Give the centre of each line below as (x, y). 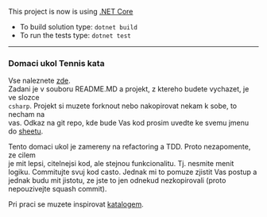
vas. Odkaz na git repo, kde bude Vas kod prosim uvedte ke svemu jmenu (128, 123)
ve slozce (24, 98)
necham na (27, 114)
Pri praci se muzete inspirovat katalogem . (76, 204)
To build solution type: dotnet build (78, 27)
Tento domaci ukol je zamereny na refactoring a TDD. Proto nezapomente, (130, 147)
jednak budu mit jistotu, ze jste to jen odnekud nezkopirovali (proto (117, 180)
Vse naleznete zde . (40, 81)
